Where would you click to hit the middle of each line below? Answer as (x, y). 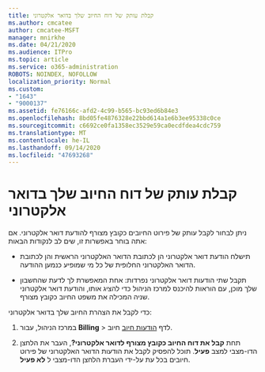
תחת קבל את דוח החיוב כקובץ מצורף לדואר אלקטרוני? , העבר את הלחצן (130, 343)
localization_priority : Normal (60, 81)
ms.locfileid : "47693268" (51, 155)
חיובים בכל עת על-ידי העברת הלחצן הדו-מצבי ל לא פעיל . (105, 359)
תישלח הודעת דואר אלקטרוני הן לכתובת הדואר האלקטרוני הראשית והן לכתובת (135, 257)
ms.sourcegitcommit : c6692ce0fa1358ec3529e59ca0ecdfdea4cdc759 (115, 126)
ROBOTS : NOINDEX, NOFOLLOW (53, 74)
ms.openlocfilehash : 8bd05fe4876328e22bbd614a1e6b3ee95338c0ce (115, 118)
